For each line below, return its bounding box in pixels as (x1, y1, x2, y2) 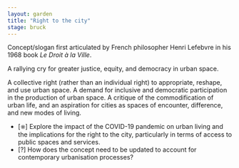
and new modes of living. (7, 108, 82, 117)
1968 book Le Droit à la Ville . (7, 51, 92, 59)
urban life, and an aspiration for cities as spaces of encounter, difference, (7, 101, 223, 110)
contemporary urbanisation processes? (17, 153, 134, 162)
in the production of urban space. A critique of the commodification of (7, 93, 214, 102)
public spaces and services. (17, 138, 101, 147)
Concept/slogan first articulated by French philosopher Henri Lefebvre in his (7, 43, 232, 52)
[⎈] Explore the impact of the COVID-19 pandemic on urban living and (17, 122, 223, 131)
